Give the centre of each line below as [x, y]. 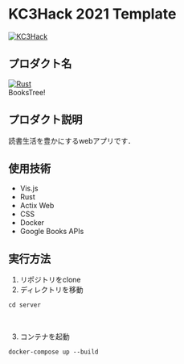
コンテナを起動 [45, 337]
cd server [25, 305]
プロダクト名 [40, 64]
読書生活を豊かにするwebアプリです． [72, 140]
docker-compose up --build [53, 352]
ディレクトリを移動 [51, 290]
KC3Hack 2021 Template [92, 14]
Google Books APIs [52, 232]
